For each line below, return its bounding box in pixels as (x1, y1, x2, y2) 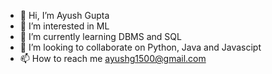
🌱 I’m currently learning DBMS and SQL (19, 31, 182, 42)
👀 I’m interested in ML (19, 20, 110, 32)
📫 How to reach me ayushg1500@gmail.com (19, 53, 207, 64)
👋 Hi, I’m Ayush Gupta (19, 10, 110, 21)
